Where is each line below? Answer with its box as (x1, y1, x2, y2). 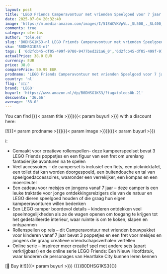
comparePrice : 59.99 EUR (5, 68, 57, 72)
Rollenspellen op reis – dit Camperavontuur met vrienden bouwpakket (12, 227, 156, 233)
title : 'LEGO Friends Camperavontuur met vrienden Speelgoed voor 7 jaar (5, 12, 162, 17)
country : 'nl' (5, 76, 35, 81)
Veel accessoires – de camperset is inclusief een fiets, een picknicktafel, (12, 164, 162, 170)
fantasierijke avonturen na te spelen (12, 158, 86, 164)
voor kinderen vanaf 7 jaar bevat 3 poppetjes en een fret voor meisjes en (12, 232, 162, 238)
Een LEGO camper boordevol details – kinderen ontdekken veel (12, 206, 142, 212)
